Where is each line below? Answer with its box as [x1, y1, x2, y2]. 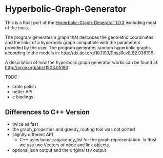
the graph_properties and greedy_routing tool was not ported [12, 126, 135, 132]
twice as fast [12, 121, 38, 127]
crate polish [12, 83, 36, 89]
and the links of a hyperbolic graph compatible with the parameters [5, 39, 141, 45]
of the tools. [5, 24, 29, 30]
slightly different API [12, 131, 53, 137]
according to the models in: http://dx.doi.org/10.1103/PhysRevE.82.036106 [5, 50, 154, 56]
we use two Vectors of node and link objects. [19, 142, 111, 148]
